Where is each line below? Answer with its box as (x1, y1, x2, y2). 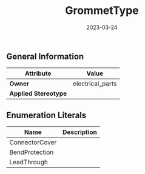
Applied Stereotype (9, 89, 67, 98)
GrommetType (64, 4, 140, 18)
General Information (6, 51, 84, 61)
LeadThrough (9, 158, 49, 167)
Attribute (25, 69, 52, 78)
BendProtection (9, 148, 54, 156)
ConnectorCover (9, 138, 57, 147)
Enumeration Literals (6, 110, 87, 120)
